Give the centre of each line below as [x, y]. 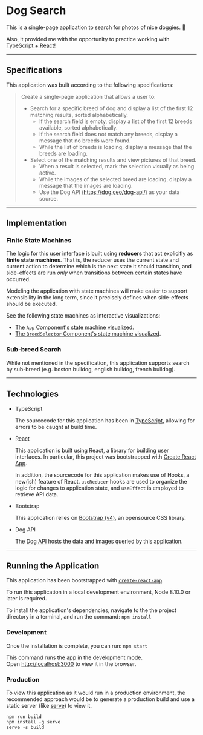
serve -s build [25, 727]
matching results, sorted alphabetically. [79, 115]
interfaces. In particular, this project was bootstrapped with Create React [105, 457]
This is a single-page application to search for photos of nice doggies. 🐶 [96, 27]
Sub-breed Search [34, 350]
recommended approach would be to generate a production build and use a [101, 699]
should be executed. [32, 304]
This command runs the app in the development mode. [75, 657]
